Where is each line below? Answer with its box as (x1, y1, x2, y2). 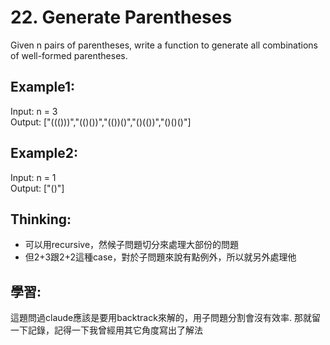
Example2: (10, 145, 78, 162)
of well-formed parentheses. (10, 49, 128, 61)
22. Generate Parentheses (10, 6, 233, 29)
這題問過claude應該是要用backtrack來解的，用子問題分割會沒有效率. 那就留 (10, 312, 321, 324)
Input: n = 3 (10, 105, 58, 117)
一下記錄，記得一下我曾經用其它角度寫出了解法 (10, 324, 203, 336)
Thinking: (10, 211, 72, 228)
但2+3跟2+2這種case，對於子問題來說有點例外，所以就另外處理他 (24, 251, 297, 263)
